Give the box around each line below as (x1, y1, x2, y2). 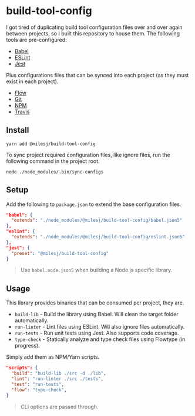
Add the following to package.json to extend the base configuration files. (6, 201, 181, 208)
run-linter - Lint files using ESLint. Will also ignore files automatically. (14, 323, 185, 330)
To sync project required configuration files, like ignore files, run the (6, 151, 170, 158)
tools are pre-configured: (6, 36, 68, 43)
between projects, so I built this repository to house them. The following (6, 30, 180, 37)
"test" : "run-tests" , (11, 381, 65, 387)
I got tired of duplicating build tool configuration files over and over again (6, 24, 183, 31)
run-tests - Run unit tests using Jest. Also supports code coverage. (14, 329, 179, 337)
